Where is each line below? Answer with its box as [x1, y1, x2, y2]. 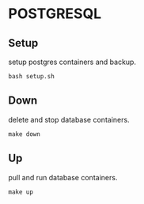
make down [8, 130, 41, 138]
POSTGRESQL [8, 5, 101, 23]
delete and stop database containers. [8, 115, 130, 124]
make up [8, 187, 34, 196]
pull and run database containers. [8, 172, 118, 182]
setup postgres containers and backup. [8, 57, 137, 66]
